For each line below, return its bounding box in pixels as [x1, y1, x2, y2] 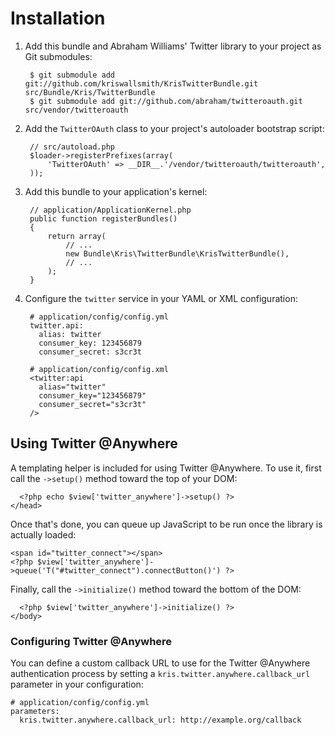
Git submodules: [24, 50, 93, 62]
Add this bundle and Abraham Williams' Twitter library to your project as [24, 40, 322, 52]
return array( [47, 231, 107, 241]
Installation [10, 7, 106, 30]
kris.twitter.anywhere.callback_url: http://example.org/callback [19, 715, 302, 726]
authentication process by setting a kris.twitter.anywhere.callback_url [10, 668, 311, 680]
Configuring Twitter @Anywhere [10, 634, 173, 648]
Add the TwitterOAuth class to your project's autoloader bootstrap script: [24, 122, 325, 134]
